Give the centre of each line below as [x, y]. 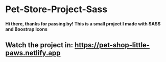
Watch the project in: [39, 45]
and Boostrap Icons [26, 29]
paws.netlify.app [33, 53]
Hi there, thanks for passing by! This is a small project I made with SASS [83, 23]
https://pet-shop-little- [112, 45]
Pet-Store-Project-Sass [56, 9]
